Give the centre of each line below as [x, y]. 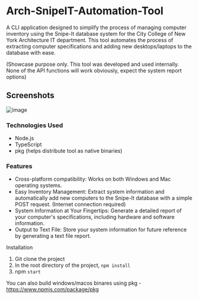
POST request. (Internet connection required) [70, 204]
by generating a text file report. [53, 236]
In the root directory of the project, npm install [73, 265]
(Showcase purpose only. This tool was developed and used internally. [93, 64]
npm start [28, 272]
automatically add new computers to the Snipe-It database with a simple [103, 198]
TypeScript [28, 144]
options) [16, 77]
